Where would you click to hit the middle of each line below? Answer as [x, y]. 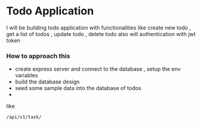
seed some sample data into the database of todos [78, 88]
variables [26, 76]
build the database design [47, 82]
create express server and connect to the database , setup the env [98, 69]
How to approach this [38, 56]
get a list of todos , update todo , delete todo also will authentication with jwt [101, 34]
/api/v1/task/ [24, 117]
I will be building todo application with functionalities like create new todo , [99, 28]
